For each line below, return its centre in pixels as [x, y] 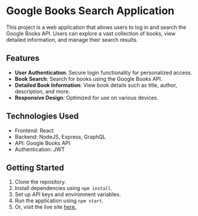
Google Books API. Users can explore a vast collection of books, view [91, 33]
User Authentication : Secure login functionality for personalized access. [103, 73]
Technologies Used [42, 116]
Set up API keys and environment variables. [68, 194]
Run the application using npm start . [59, 201]
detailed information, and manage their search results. [72, 40]
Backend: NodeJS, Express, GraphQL [60, 136]
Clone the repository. [40, 182]
